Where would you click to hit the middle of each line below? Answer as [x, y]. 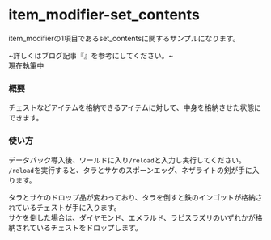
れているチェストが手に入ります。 [65, 207]
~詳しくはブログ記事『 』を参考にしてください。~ [91, 55]
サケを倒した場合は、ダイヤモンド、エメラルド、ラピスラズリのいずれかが [132, 217]
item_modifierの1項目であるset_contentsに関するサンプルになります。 [124, 38]
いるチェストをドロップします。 [89, 227]
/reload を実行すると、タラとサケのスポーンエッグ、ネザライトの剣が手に [130, 170]
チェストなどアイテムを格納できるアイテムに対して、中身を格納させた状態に [135, 107]
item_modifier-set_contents [104, 15]
